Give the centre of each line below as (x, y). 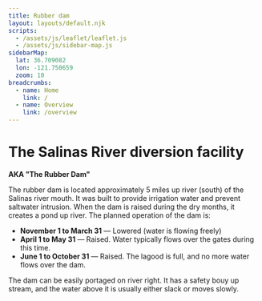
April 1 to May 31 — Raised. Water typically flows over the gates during (137, 239)
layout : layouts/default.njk (57, 23)
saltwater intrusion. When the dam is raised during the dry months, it (121, 207)
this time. (35, 247)
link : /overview (50, 113)
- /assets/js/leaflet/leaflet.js (71, 38)
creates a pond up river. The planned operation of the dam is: (109, 215)
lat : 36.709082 (41, 61)
